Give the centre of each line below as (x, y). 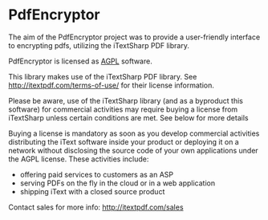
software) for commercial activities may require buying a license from (123, 109)
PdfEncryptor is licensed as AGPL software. (80, 61)
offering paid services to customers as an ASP (97, 174)
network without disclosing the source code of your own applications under (133, 150)
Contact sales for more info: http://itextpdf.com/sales (96, 207)
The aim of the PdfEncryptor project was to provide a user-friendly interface (134, 37)
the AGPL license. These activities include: (79, 159)
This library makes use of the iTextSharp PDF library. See (103, 76)
